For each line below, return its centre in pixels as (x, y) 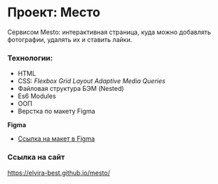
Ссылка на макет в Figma (56, 139)
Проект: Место (54, 12)
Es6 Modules (37, 96)
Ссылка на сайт (36, 157)
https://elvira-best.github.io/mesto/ (59, 173)
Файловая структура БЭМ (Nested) (71, 89)
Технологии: (30, 58)
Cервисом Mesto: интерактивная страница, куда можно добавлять (109, 32)
